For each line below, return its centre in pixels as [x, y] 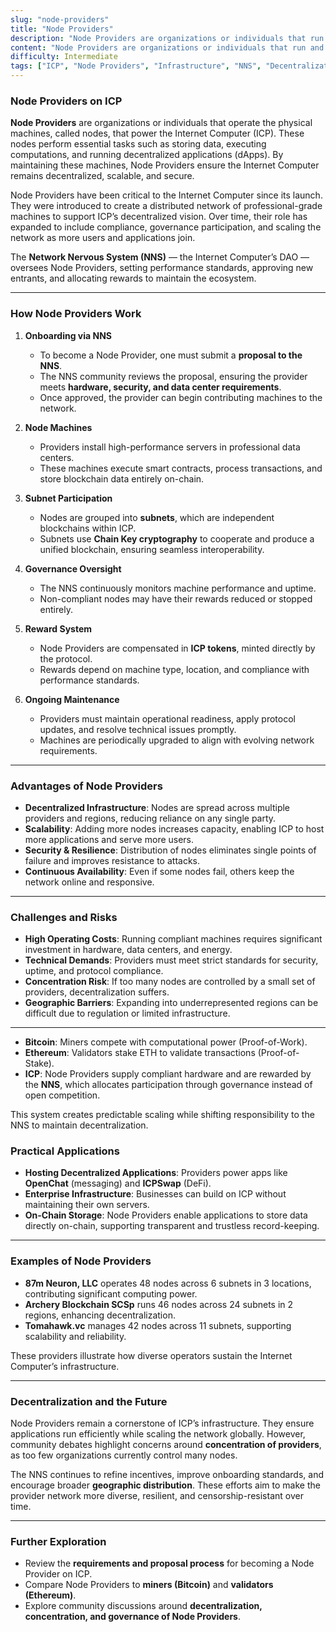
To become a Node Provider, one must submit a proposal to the [171, 355]
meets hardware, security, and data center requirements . [160, 387]
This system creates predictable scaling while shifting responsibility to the [162, 1115]
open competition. [62, 1095]
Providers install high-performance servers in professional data [170, 447]
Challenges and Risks [64, 917]
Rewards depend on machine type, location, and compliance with [174, 669]
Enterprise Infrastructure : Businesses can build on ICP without [155, 1194]
